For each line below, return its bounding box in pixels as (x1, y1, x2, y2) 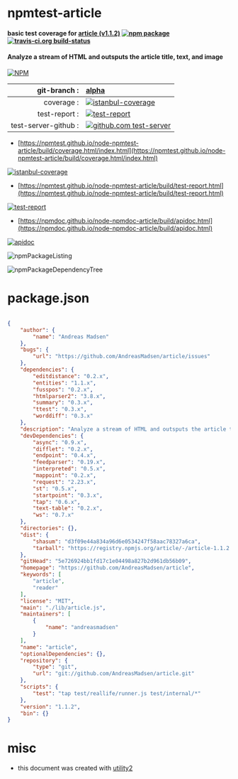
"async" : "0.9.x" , (33, 439, 87, 446)
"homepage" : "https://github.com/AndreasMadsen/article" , (20, 564, 195, 571)
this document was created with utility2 (17, 764, 133, 773)
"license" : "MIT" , (20, 597, 74, 605)
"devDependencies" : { (20, 432, 84, 439)
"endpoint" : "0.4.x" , (33, 452, 97, 459)
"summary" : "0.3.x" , (33, 399, 93, 407)
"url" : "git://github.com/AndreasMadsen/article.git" (33, 670, 195, 677)
